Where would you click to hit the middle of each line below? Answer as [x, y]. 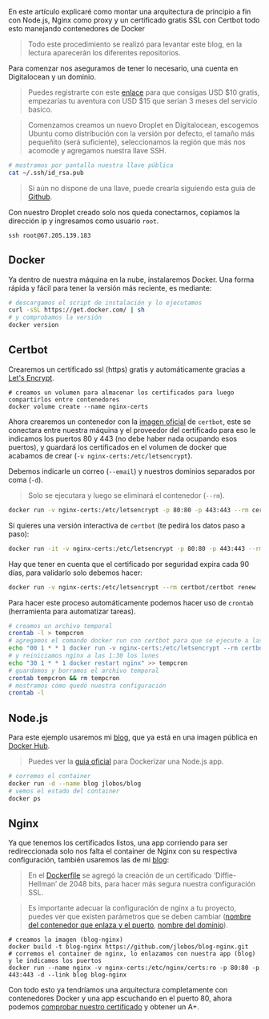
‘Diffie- [225, 875]
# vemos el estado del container [64, 791]
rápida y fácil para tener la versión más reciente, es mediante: [110, 287]
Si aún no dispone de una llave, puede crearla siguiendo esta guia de [142, 188]
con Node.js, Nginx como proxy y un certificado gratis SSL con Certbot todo [134, 20]
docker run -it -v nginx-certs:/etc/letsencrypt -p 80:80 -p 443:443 [127, 548]
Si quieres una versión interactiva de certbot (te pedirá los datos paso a [127, 525]
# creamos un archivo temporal [60, 626]
